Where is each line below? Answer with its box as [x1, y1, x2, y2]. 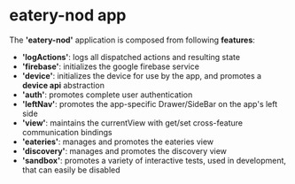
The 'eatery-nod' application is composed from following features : [9, 34, 255, 45]
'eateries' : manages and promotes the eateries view [21, 136, 214, 147]
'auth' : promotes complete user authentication [21, 89, 193, 100]
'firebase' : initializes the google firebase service [21, 61, 199, 72]
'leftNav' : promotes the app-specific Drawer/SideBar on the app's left [21, 98, 278, 109]
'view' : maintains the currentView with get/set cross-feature [21, 117, 244, 128]
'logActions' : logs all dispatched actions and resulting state [21, 51, 241, 62]
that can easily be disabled [21, 165, 121, 175]
